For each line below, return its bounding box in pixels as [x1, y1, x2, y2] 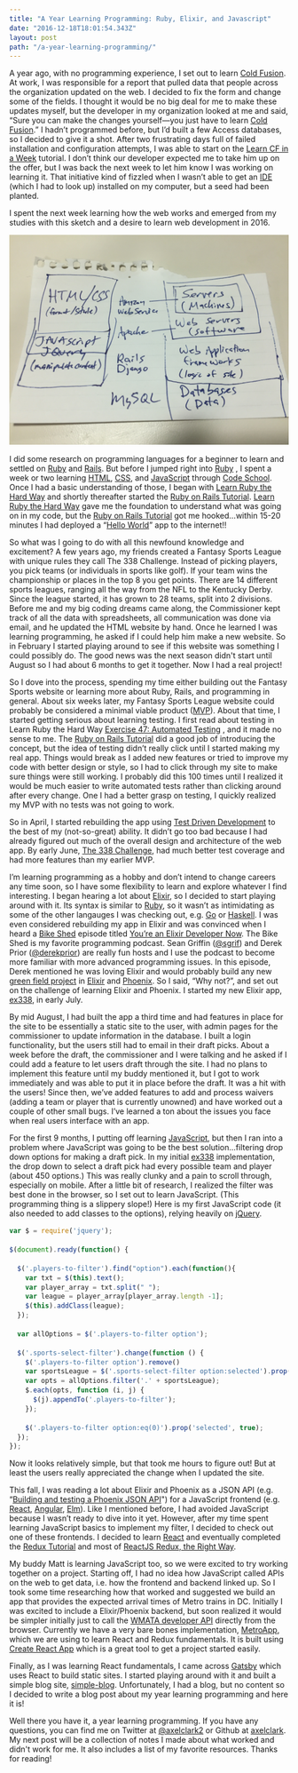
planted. [9, 191, 40, 202]
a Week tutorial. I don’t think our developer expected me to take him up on [9, 153, 280, 163]
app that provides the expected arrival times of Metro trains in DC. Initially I [9, 1596, 283, 1607]
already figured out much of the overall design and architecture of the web [9, 836, 282, 847]
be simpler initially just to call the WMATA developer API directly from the [9, 1615, 277, 1626]
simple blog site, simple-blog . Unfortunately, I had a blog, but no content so [9, 1680, 286, 1690]
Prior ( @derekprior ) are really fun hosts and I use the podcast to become [9, 947, 275, 958]
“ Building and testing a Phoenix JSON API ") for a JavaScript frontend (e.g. [9, 1494, 280, 1505]
